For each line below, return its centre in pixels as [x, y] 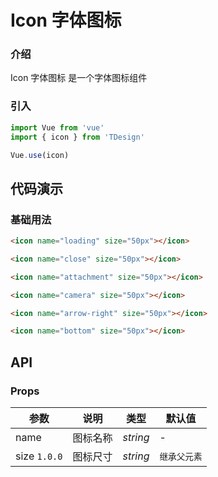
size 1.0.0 [39, 456]
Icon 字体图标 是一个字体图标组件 [79, 78]
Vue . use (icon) [40, 155]
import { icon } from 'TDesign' [77, 137]
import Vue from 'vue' [57, 127]
